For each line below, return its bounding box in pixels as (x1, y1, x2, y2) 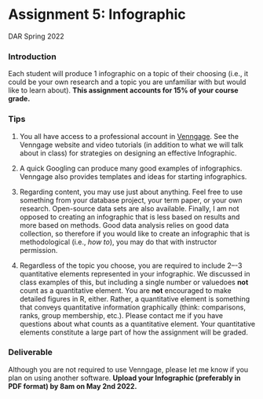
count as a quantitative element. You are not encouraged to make (19, 285, 232, 295)
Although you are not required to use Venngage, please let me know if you (8, 364, 249, 374)
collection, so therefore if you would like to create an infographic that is (19, 229, 250, 238)
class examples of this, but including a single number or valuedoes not (19, 277, 249, 287)
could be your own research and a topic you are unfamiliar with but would (8, 77, 247, 87)
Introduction (8, 51, 57, 62)
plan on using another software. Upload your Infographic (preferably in (8, 373, 241, 383)
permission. (19, 245, 58, 254)
